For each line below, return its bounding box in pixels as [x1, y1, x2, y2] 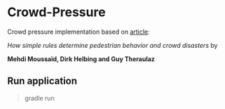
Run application [7, 75, 78, 87]
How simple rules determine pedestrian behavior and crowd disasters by [7, 41, 218, 49]
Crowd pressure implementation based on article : [7, 27, 150, 36]
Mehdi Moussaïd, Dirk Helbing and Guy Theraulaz [7, 54, 156, 63]
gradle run [24, 94, 55, 102]
